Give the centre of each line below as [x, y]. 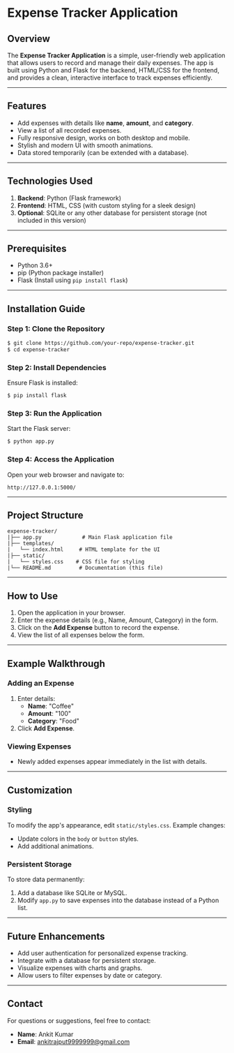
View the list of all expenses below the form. [81, 635]
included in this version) [52, 220]
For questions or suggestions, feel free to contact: [79, 1020]
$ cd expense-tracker [39, 350]
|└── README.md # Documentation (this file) [85, 568]
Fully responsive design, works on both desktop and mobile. [103, 138]
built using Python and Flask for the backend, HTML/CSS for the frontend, [113, 70]
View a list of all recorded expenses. [69, 130]
